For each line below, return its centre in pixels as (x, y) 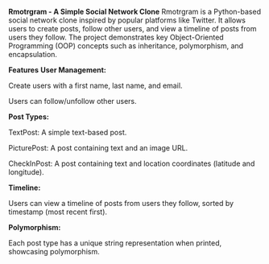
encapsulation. (33, 54)
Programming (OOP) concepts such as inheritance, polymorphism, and (126, 46)
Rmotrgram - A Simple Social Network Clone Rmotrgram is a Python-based (135, 12)
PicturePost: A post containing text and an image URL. (98, 148)
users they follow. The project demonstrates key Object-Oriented (116, 37)
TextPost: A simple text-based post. (68, 132)
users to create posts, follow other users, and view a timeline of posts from (132, 29)
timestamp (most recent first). (58, 212)
